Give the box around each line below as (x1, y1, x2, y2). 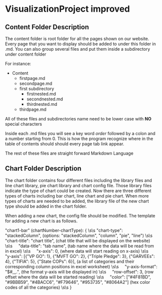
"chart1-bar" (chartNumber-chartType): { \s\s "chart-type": (5, 227, 123, 233)
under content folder (5, 51, 47, 57)
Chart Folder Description (5, 164, 82, 173)
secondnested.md (26, 96, 63, 102)
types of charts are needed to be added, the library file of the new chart (5, 198, 149, 204)
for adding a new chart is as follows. (5, 218, 78, 224)
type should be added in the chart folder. (5, 203, 87, 209)
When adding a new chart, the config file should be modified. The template (5, 213, 156, 218)
